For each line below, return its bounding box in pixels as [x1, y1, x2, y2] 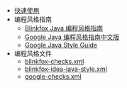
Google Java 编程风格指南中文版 [24, 33, 120, 41]
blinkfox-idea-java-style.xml [24, 65, 108, 73]
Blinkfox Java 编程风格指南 [24, 24, 104, 32]
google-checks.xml [24, 72, 82, 80]
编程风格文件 [13, 49, 52, 57]
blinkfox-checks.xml [24, 57, 84, 65]
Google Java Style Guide [24, 41, 98, 49]
